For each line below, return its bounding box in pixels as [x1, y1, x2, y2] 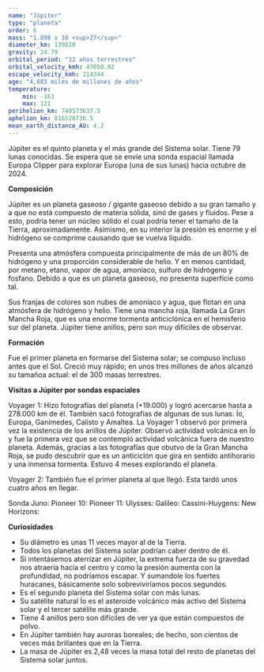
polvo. [19, 621, 41, 631]
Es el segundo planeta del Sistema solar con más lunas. [19, 587, 202, 597]
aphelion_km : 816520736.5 [8, 115, 93, 123]
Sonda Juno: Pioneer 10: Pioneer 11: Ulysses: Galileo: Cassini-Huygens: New [8, 498, 257, 508]
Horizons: [8, 507, 40, 516]
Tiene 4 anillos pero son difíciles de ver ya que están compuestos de [19, 613, 245, 622]
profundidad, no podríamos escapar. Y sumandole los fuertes [19, 571, 220, 580]
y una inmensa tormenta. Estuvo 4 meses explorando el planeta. [8, 459, 217, 469]
